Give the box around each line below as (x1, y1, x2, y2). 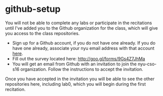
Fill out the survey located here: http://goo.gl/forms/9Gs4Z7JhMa (12, 55, 145, 61)
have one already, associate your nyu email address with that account (12, 45, 155, 51)
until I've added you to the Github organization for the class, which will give (5, 25, 158, 31)
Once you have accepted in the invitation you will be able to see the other (5, 76, 155, 82)
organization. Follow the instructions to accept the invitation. (20, 66, 143, 72)
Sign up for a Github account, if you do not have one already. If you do (12, 40, 156, 46)
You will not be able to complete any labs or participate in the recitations (5, 20, 152, 26)
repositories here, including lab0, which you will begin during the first (5, 81, 146, 87)
